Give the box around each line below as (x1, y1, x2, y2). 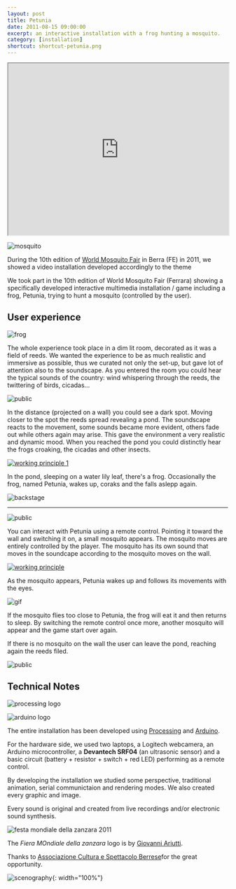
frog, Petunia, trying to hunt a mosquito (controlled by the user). (7, 291, 192, 300)
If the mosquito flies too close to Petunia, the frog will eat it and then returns (7, 610, 227, 619)
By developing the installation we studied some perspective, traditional (7, 776, 211, 784)
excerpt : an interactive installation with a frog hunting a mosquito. (7, 29, 221, 37)
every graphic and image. (7, 790, 81, 799)
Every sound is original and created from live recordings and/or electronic (7, 804, 221, 813)
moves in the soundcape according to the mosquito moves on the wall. (7, 549, 211, 557)
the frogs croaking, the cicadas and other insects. (7, 445, 151, 454)
